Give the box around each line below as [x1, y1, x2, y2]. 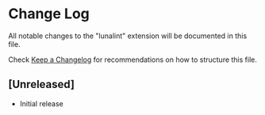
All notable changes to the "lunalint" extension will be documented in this [8, 31, 248, 40]
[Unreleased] [8, 78, 75, 91]
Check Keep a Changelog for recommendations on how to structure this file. [8, 55, 258, 64]
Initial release [19, 98, 63, 108]
